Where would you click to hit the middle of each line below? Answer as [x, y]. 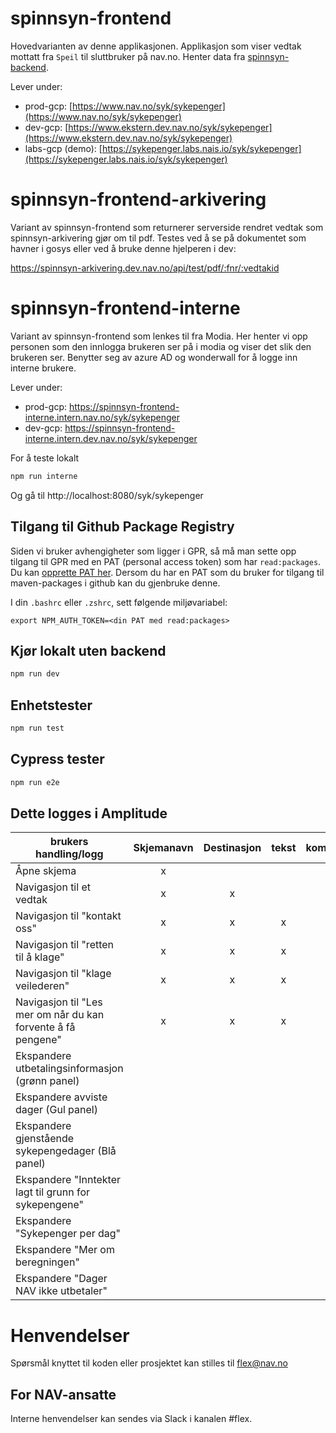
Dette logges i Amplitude [89, 813]
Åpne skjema [46, 871]
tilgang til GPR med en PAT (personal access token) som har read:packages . [166, 561]
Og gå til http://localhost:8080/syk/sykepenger [107, 495]
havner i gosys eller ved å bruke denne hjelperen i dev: [123, 248]
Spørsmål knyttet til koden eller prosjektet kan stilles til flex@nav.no [149, 1363]
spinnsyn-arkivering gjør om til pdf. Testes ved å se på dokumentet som [158, 238]
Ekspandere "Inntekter [68, 1180]
